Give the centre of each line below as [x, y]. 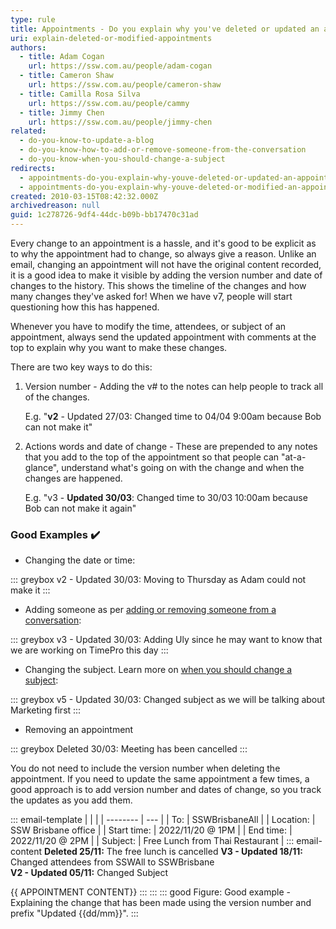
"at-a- [293, 457]
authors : [28, 47]
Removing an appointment [79, 730]
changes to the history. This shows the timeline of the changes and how [158, 285]
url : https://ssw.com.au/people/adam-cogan [120, 66]
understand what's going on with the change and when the [183, 467]
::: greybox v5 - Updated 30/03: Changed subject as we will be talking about [168, 700]
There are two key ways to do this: [81, 367]
